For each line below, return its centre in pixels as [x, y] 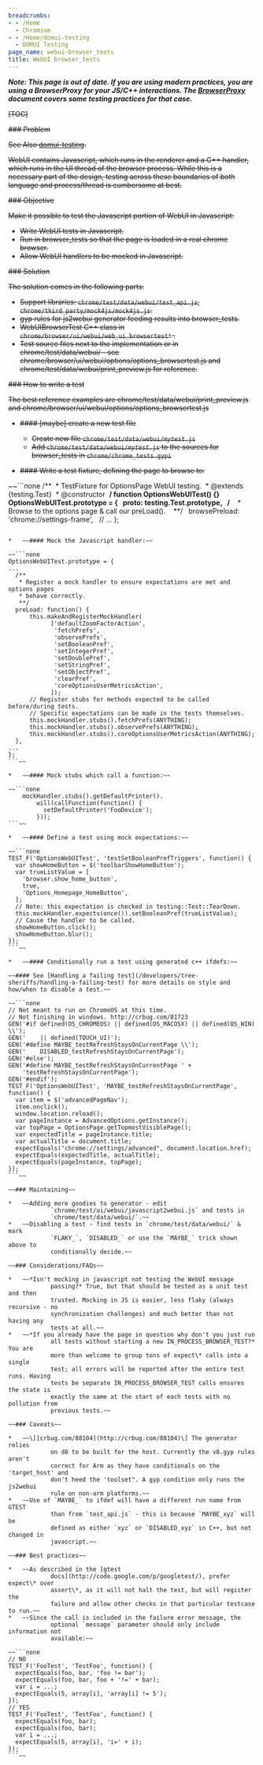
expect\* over [31, 1583]
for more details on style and [179, 982]
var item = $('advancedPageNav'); [72, 1100]
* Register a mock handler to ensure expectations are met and [124, 582]
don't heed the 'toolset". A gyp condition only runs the [147, 1479]
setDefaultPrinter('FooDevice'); [98, 810]
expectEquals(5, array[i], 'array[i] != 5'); [91, 1693]
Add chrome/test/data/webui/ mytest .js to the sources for [125, 447]
